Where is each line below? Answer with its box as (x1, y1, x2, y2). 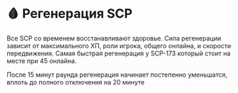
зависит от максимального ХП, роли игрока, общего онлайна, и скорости (6, 41, 232, 50)
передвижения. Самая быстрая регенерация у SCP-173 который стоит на (6, 49, 231, 58)
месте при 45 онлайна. (6, 56, 77, 65)
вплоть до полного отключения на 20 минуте (6, 77, 145, 86)
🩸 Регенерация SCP (6, 6, 133, 22)
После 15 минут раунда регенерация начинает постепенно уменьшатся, (6, 70, 228, 79)
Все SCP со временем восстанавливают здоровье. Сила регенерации (6, 33, 222, 43)
